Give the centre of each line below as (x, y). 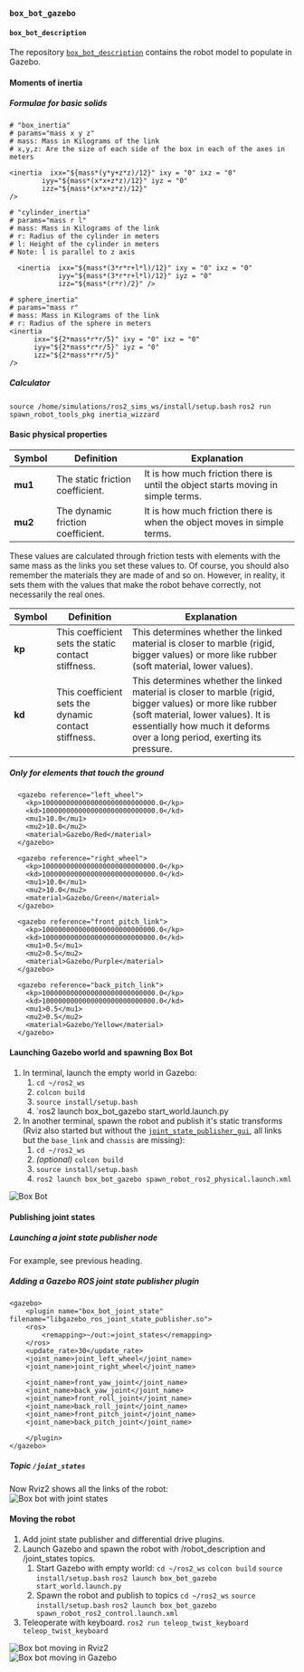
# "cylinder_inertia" (50, 212)
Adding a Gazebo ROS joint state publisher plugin (104, 1282)
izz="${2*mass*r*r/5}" (76, 355)
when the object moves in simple (214, 522)
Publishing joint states (52, 1216)
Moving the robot (43, 1519)
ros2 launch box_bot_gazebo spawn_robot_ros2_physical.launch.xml (164, 1180)
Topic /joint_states (47, 1465)
